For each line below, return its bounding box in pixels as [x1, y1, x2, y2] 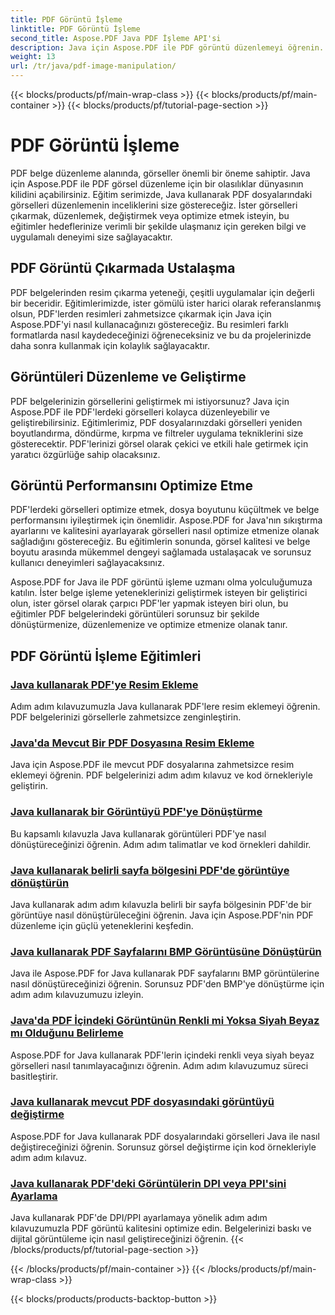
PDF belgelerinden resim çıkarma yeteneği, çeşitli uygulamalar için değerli [10, 286, 315, 298]
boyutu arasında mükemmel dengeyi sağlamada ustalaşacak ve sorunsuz [10, 546, 312, 558]
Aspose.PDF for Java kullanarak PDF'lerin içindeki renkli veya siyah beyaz [10, 1049, 315, 1061]
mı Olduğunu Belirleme [10, 1026, 124, 1040]
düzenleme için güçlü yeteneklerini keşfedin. [10, 919, 194, 931]
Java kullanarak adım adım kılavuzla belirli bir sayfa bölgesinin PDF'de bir [10, 898, 312, 910]
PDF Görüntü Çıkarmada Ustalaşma [10, 260, 236, 277]
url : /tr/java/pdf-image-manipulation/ [10, 61, 177, 71]
